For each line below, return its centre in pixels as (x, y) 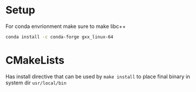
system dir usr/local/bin (36, 83)
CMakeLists (35, 60)
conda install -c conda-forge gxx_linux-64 (60, 37)
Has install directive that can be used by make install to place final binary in (98, 76)
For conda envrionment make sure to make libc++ (66, 26)
